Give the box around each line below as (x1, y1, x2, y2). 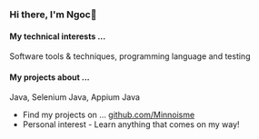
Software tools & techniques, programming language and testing (9, 51, 251, 62)
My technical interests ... (9, 31, 106, 42)
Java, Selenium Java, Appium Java (9, 92, 141, 103)
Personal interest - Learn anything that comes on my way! (22, 119, 240, 130)
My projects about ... (9, 72, 90, 83)
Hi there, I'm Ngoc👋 (9, 8, 97, 21)
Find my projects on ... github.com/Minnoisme (22, 109, 195, 121)
